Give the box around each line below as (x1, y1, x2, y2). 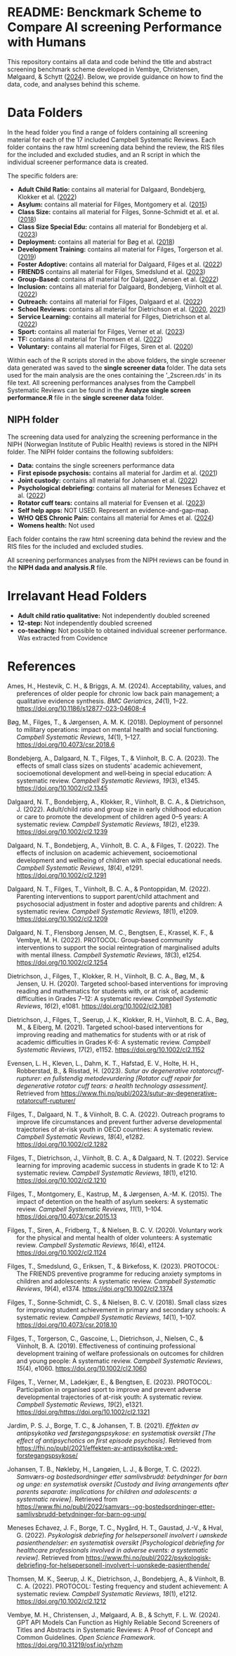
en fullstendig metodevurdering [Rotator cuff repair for (43, 1073, 202, 1082)
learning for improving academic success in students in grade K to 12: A (16, 1161, 225, 1169)
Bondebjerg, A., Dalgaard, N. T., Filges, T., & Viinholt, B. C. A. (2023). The (7, 754, 219, 762)
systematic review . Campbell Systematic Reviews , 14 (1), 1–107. (16, 1313, 197, 1321)
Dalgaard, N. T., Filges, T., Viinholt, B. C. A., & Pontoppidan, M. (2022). (7, 885, 211, 893)
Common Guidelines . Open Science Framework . (16, 1633, 156, 1641)
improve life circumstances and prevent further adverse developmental (16, 1117, 223, 1126)
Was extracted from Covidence (17, 633, 108, 642)
